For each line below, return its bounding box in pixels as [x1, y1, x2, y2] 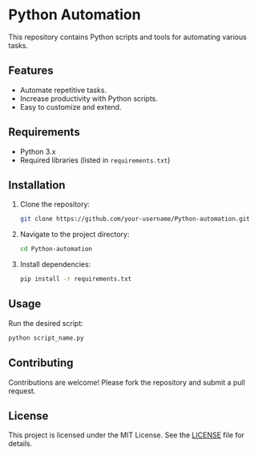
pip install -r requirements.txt [19, 275, 132, 284]
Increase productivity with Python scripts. [19, 94, 158, 103]
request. [8, 386, 36, 396]
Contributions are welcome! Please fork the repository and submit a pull [8, 377, 246, 387]
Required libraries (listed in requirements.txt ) [19, 155, 171, 165]
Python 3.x [19, 147, 56, 156]
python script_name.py [8, 334, 84, 342]
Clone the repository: [19, 199, 91, 209]
